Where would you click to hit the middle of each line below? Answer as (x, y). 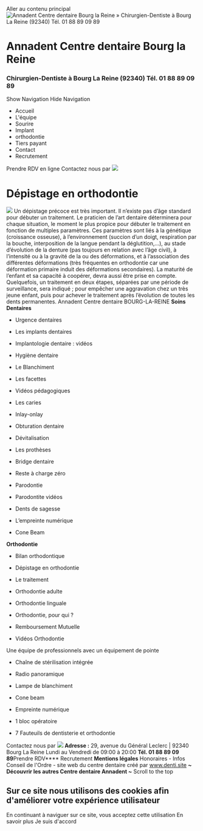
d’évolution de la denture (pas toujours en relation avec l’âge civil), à (91, 250)
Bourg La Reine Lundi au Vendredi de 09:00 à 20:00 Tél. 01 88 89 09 (93, 752)
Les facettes (31, 379)
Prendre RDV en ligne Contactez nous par (59, 169)
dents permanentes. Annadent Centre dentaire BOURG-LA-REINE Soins (96, 302)
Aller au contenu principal (39, 9)
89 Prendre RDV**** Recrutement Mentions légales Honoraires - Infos (96, 759)
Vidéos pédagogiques (43, 391)
